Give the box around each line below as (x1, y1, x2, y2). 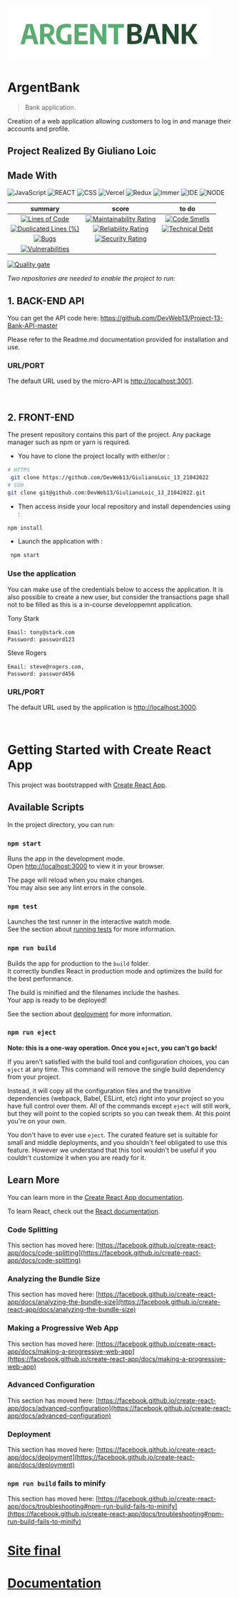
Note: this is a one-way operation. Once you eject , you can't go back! (7, 1043, 218, 1052)
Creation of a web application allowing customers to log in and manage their (7, 116, 232, 125)
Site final (7, 1542, 61, 1558)
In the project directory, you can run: (7, 820, 115, 828)
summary (30, 204, 60, 213)
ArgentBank (7, 79, 81, 96)
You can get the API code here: (7, 314, 99, 322)
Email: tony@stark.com (7, 629, 75, 636)
